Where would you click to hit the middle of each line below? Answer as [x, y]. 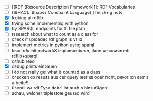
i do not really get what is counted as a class [56, 72]
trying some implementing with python [50, 23]
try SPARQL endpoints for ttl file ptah [48, 29]
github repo [23, 61]
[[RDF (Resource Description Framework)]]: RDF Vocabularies [73, 7]
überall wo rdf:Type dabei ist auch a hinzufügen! [60, 88]
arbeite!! [20, 82]
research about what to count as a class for [55, 34]
